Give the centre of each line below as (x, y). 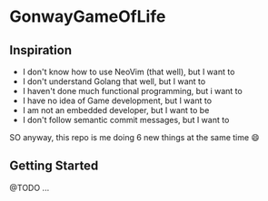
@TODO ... (30, 187)
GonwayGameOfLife (88, 17)
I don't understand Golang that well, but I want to (114, 81)
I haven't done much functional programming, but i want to (132, 91)
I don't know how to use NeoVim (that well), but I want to (129, 72)
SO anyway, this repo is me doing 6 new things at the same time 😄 (135, 137)
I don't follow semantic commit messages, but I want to (126, 120)
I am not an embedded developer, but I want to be (116, 110)
